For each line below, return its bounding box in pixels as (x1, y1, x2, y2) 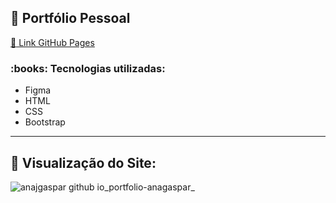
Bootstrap (24, 116, 66, 128)
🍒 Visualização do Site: (10, 154, 157, 171)
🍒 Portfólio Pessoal (10, 10, 131, 27)
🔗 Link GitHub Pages (10, 36, 95, 48)
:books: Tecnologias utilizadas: (10, 61, 166, 75)
